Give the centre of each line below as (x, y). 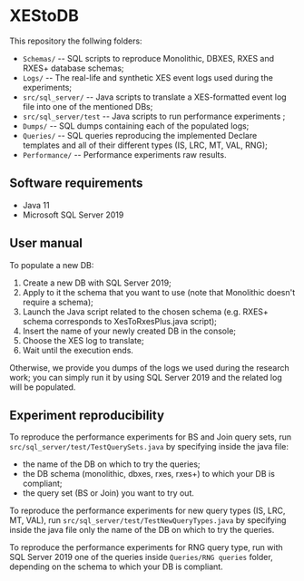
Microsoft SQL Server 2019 (73, 215)
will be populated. (43, 387)
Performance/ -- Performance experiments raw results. (124, 154)
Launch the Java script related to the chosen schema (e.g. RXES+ (146, 311)
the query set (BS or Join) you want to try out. (108, 493)
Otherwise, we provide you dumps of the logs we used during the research (149, 367)
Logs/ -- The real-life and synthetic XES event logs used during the (148, 77)
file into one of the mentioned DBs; (88, 106)
